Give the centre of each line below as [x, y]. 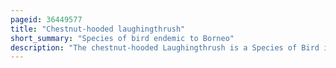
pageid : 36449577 [46, 19]
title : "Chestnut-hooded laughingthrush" [98, 29]
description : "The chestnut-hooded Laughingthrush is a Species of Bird [165, 47]
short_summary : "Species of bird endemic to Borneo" [122, 38]
